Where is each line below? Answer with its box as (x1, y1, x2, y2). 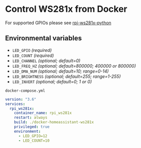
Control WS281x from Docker (5, 3, 128, 15)
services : (5, 101, 26, 107)
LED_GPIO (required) (12, 47, 52, 53)
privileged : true (14, 124, 50, 129)
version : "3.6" (5, 97, 37, 102)
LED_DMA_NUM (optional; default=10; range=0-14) (12, 68, 109, 74)
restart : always (14, 115, 48, 120)
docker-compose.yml (5, 88, 46, 93)
